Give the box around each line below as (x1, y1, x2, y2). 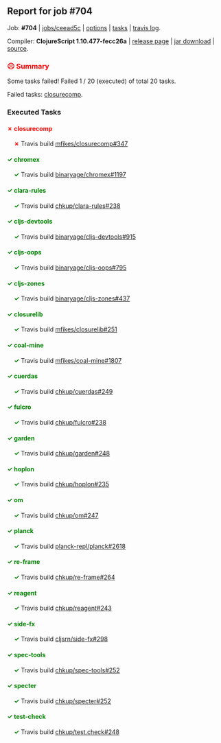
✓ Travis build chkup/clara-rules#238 (13, 202, 121, 210)
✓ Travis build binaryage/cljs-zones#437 (13, 294, 130, 303)
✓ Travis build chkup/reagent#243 (13, 604, 112, 613)
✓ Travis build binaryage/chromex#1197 (13, 171, 127, 179)
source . (7, 44, 29, 52)
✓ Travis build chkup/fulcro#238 (13, 418, 106, 427)
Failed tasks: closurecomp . (7, 91, 84, 99)
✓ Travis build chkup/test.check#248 (13, 728, 120, 736)
